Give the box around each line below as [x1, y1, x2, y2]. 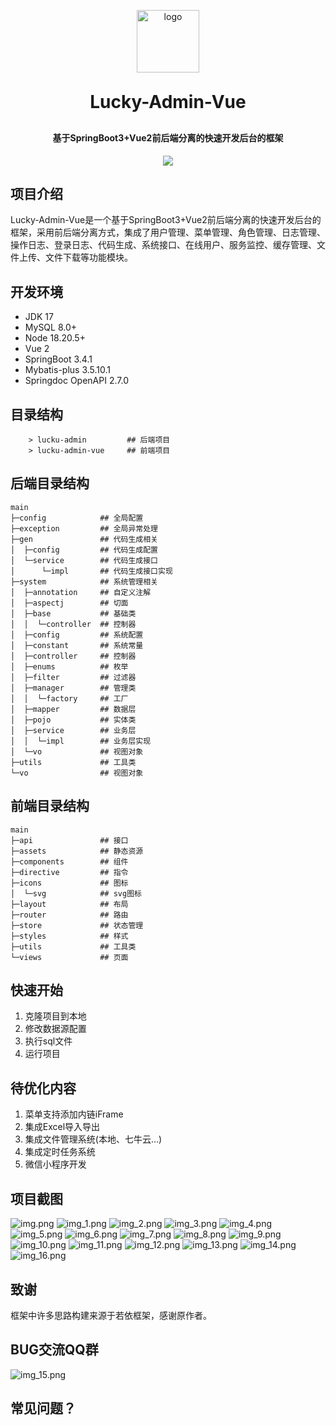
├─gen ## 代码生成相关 [10, 534, 158, 544]
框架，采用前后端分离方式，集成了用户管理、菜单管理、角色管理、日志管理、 [10, 226, 326, 239]
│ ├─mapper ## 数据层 [10, 704, 137, 714]
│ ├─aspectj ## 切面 [10, 598, 129, 608]
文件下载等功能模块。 [44, 251, 133, 264]
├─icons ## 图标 [10, 878, 129, 888]
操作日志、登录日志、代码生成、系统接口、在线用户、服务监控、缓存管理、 [10, 239, 317, 251]
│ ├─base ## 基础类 [10, 608, 137, 619]
